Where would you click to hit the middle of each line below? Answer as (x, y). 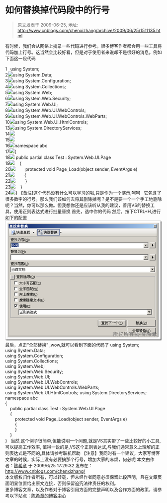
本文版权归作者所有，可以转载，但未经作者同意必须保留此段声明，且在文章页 (83, 477)
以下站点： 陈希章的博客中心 (38, 496)
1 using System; (22, 69)
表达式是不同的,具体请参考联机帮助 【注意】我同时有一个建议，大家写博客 (84, 453)
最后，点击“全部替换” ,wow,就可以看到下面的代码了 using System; (72, 345)
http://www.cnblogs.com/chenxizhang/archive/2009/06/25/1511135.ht (89, 30)
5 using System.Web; (29, 92)
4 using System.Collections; (36, 86)
